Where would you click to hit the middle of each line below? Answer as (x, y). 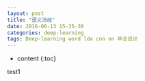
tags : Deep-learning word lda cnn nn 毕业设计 (72, 39)
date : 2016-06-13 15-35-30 (45, 26)
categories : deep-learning (45, 33)
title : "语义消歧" (31, 20)
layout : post (26, 13)
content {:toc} (37, 58)
